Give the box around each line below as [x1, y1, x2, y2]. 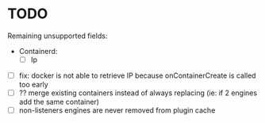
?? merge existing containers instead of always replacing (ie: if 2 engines [18, 88, 258, 98]
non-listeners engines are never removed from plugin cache [18, 106, 216, 115]
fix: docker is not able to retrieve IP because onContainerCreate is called [18, 71, 256, 80]
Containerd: [18, 46, 58, 56]
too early [18, 80, 48, 90]
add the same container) [18, 97, 100, 107]
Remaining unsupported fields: [7, 31, 108, 40]
